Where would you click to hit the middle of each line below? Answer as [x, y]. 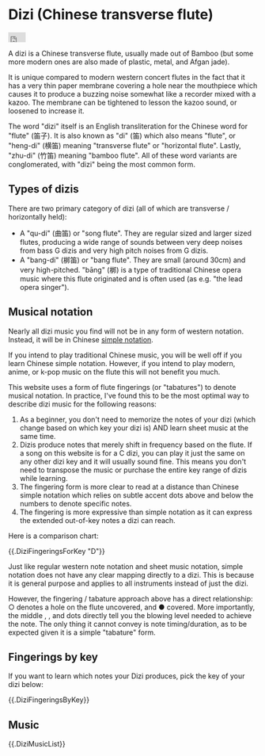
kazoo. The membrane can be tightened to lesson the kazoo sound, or [123, 102]
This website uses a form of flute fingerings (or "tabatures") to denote [122, 387]
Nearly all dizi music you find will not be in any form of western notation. [126, 331]
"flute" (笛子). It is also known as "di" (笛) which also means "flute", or [122, 136]
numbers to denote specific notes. [76, 503]
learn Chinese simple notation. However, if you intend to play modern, [122, 363]
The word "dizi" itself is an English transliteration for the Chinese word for [128, 126]
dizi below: [26, 685]
